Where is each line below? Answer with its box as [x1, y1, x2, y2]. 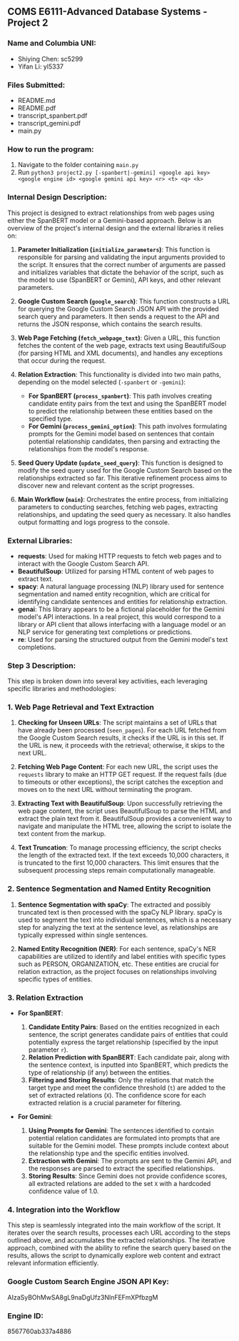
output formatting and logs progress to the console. [17, 518, 170, 526]
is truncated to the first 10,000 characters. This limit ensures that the [17, 858, 220, 867]
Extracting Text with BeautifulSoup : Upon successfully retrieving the [17, 799, 223, 808]
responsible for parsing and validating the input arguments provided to [17, 253, 225, 261]
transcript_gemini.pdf [17, 119, 81, 127]
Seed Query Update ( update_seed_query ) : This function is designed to [17, 458, 223, 467]
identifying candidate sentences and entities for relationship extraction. [17, 597, 228, 606]
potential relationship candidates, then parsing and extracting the [28, 437, 220, 446]
